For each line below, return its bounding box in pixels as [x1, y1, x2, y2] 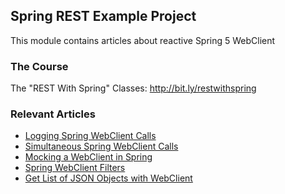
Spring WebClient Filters [24, 162, 126, 174]
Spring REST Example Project [10, 8, 197, 25]
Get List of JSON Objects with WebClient [24, 172, 193, 184]
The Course [10, 59, 69, 73]
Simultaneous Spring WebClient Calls [24, 140, 179, 153]
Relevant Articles [10, 107, 96, 121]
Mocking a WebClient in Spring [24, 151, 153, 163]
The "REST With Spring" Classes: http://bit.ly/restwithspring [10, 82, 257, 94]
